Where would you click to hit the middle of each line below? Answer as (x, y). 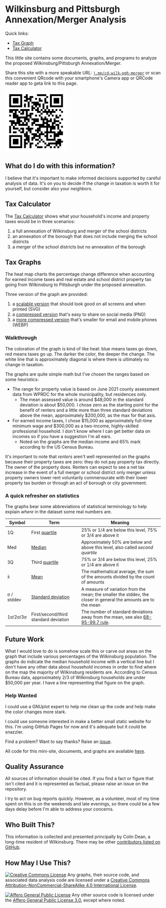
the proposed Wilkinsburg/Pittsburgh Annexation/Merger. (63, 63)
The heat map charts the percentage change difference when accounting (80, 274)
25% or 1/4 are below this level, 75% (119, 530)
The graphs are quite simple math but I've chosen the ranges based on (77, 374)
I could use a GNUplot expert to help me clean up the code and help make (81, 706)
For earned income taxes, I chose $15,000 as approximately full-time (82, 420)
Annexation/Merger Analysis (66, 20)
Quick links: (17, 33)
